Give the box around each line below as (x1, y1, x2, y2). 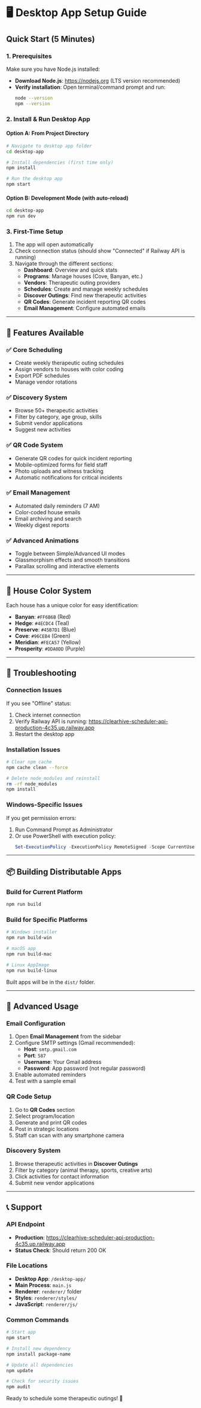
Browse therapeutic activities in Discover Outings (14, 1160, 138, 1167)
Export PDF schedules (14, 372, 70, 379)
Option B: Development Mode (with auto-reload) (6, 194, 129, 201)
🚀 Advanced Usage (6, 1001, 79, 1011)
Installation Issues (6, 745, 61, 753)
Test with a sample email (14, 1078, 76, 1085)
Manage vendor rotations (14, 378, 78, 385)
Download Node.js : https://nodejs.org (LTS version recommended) (14, 77, 181, 84)
